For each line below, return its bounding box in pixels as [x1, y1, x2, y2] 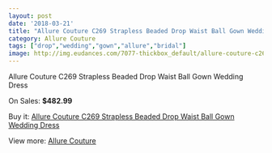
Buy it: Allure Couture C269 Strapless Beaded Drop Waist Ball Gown [8, 112, 235, 121]
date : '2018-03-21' [8, 19, 74, 28]
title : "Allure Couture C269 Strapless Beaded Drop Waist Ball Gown [8, 27, 244, 35]
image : [8, 49, 31, 57]
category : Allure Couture [8, 34, 96, 43]
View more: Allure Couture [8, 136, 97, 146]
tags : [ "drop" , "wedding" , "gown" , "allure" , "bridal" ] [8, 42, 186, 50]
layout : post [8, 11, 53, 20]
